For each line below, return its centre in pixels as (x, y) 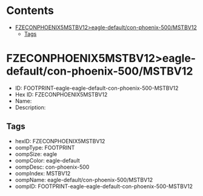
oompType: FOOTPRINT (45, 147)
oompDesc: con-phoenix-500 (52, 167)
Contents (30, 11)
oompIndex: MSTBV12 (43, 173)
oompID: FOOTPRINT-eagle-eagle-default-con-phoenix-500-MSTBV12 (104, 186)
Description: (30, 107)
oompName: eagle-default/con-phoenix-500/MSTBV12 (84, 180)
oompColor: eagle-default (47, 160)
